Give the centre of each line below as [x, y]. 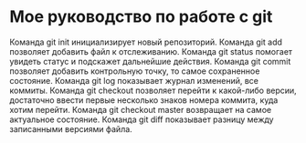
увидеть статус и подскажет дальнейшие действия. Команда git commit [150, 61]
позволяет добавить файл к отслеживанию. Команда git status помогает [151, 51]
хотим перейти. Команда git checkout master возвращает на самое [141, 109]
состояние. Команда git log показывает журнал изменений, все [134, 80]
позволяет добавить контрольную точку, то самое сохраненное [135, 71]
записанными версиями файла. [71, 128]
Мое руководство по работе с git [141, 17]
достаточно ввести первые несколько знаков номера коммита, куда [144, 100]
